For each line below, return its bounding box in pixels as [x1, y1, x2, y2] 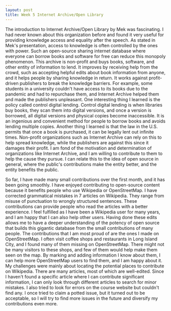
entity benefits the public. [5, 166, 59, 173]
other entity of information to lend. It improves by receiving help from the [5, 64, 158, 70]
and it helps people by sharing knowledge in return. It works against [5, 75, 148, 81]
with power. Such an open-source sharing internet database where [5, 48, 146, 54]
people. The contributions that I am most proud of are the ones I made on [5, 230, 159, 236]
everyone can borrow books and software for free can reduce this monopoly [5, 53, 166, 59]
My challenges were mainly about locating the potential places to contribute [5, 263, 164, 269]
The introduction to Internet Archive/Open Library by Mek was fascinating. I [5, 26, 164, 32]
